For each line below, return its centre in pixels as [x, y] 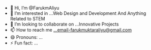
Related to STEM [27, 19]
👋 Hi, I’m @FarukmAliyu [35, 8]
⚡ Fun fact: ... [24, 43]
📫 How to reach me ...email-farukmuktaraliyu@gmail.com [71, 30]
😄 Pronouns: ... [26, 37]
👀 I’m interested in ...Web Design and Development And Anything [78, 13]
